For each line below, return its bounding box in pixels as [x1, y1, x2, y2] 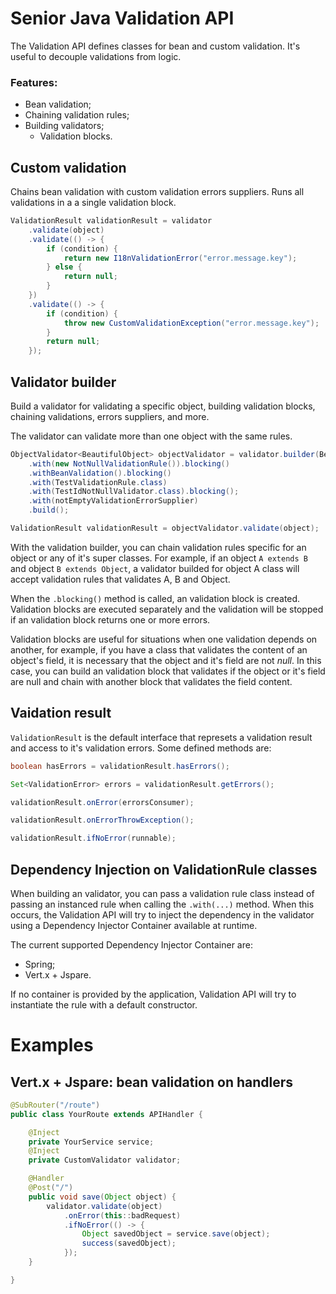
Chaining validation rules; [24, 109, 130, 121]
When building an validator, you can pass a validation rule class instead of [10, 887, 315, 899]
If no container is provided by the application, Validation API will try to [10, 988, 297, 1000]
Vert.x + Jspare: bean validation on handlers [10, 1073, 294, 1091]
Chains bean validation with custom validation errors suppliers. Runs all [10, 186, 305, 198]
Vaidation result [10, 705, 112, 722]
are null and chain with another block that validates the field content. [10, 675, 293, 687]
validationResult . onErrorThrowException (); [10, 815, 195, 826]
